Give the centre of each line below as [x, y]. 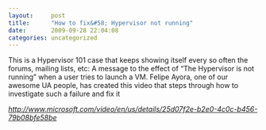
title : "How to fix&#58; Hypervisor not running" [101, 23]
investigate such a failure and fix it [64, 94]
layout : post [37, 15]
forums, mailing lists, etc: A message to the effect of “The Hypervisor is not [131, 69]
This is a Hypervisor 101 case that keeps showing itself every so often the [128, 60]
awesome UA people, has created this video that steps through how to [123, 86]
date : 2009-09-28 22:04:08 [64, 30]
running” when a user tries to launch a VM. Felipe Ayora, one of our [118, 77]
